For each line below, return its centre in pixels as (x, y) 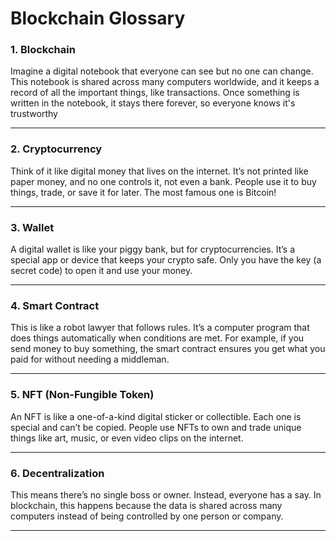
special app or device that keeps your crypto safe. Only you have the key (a (166, 260)
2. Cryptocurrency (56, 149)
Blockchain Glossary (98, 18)
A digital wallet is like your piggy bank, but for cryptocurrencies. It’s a (152, 249)
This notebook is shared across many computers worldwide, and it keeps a (165, 82)
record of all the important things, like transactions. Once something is (155, 93)
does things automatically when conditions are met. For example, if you (157, 338)
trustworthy (34, 114)
